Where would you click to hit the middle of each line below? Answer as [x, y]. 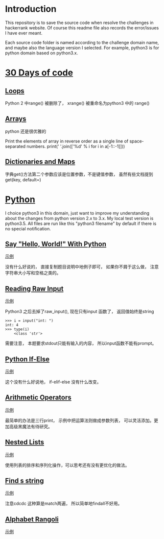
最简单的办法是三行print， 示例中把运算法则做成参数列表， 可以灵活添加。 [80, 420]
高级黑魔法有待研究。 [31, 426]
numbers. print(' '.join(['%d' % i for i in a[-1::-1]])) [76, 146]
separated [15, 146]
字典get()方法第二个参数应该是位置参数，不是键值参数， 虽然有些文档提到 [79, 174]
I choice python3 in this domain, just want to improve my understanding [77, 213]
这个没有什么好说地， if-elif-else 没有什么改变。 [53, 382]
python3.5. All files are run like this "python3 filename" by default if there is [81, 223]
